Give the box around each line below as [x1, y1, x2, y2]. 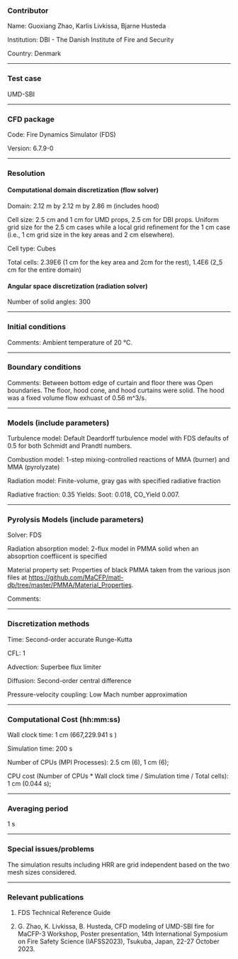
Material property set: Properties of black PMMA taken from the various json [7, 566, 230, 575]
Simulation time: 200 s [7, 744, 73, 753]
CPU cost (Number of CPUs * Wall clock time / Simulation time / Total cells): [7, 772, 229, 780]
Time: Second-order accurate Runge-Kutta [7, 635, 132, 643]
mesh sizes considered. [7, 867, 76, 876]
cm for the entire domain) [7, 265, 81, 275]
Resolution [7, 168, 45, 178]
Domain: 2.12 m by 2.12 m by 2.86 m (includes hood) [7, 201, 159, 211]
